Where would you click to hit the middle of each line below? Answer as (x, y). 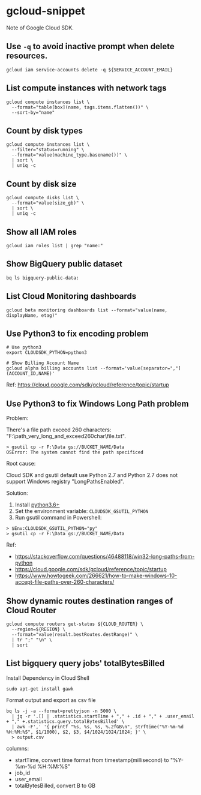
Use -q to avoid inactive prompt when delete (91, 46)
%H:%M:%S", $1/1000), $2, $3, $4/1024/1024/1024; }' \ (76, 732)
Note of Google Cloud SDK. (40, 28)
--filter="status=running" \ (48, 150)
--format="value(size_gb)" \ (48, 203)
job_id (22, 773)
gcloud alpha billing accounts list (52, 368)
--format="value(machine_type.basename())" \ (70, 155)
